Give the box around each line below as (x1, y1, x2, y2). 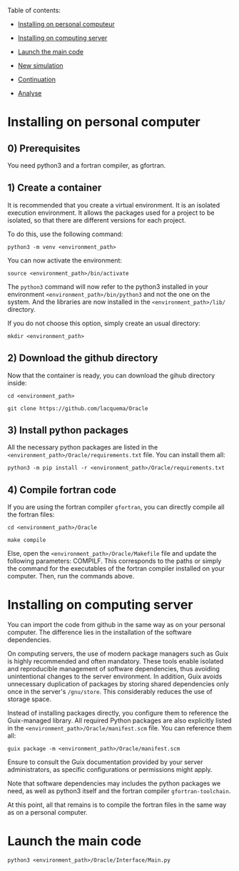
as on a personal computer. (7, 808, 88, 817)
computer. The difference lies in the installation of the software (7, 628, 192, 637)
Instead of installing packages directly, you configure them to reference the (7, 709, 229, 718)
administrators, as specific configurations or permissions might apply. (7, 765, 213, 774)
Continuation (17, 75, 56, 83)
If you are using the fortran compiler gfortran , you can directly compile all (7, 503, 225, 511)
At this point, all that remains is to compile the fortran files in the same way (7, 800, 227, 809)
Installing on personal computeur (17, 20, 116, 28)
